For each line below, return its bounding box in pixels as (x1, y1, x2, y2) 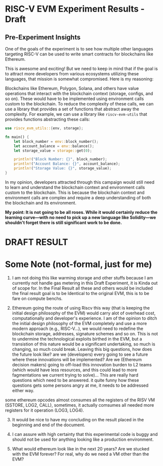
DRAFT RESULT (5, 237, 68, 248)
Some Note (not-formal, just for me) (5, 259, 152, 270)
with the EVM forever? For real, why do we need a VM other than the (12, 451, 149, 457)
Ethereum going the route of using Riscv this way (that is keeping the (12, 305, 150, 311)
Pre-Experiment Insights (5, 33, 81, 41)
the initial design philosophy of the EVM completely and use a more (12, 321, 147, 326)
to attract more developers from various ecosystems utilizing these (5, 71, 139, 76)
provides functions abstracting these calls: (5, 117, 90, 122)
